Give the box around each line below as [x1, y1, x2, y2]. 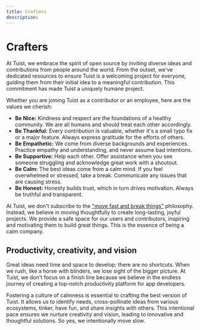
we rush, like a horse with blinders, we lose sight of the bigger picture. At [6, 267, 186, 275]
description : [6, 14, 39, 20]
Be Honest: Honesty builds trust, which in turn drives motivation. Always [14, 185, 194, 192]
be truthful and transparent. [14, 191, 83, 198]
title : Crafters [6, 8, 47, 15]
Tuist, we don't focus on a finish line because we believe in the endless [6, 274, 181, 281]
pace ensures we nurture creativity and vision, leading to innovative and [6, 311, 184, 318]
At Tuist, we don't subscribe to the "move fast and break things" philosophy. [6, 203, 194, 210]
